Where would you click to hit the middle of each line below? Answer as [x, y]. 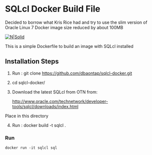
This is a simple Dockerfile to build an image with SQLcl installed [69, 46]
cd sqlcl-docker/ [28, 82]
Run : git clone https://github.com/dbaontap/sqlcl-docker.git [72, 73]
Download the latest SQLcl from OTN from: [55, 92]
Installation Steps [32, 62]
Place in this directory [27, 116]
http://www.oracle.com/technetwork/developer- [60, 101]
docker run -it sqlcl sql [31, 148]
